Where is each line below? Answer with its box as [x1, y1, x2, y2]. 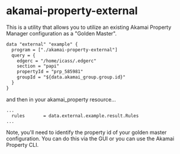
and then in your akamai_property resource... [6, 96, 117, 103]
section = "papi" [17, 63, 60, 69]
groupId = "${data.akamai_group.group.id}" [17, 74, 126, 80]
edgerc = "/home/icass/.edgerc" [17, 58, 97, 64]
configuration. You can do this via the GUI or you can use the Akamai [6, 135, 175, 142]
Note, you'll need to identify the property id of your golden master [6, 129, 167, 136]
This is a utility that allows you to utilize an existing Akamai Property [6, 24, 172, 31]
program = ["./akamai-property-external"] [11, 47, 118, 53]
